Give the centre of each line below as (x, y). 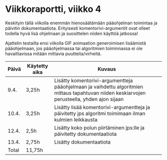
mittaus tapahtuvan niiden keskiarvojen (100, 93)
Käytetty (38, 66)
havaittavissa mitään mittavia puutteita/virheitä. (53, 54)
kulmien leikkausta (76, 119)
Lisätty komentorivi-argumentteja (93, 80)
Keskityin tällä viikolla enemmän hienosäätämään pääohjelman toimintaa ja (81, 23)
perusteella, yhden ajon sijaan (89, 99)
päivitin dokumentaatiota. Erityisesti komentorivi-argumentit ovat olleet (78, 28)
